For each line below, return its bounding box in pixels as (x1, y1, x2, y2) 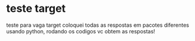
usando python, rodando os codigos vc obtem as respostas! (6, 27, 155, 34)
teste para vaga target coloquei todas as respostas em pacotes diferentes (6, 21, 190, 29)
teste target (6, 2, 66, 15)
